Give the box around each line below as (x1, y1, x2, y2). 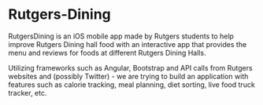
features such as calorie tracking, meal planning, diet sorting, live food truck (8, 80, 256, 89)
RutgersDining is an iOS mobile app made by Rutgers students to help (8, 31, 235, 41)
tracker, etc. (8, 88, 47, 97)
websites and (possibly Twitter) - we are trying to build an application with (8, 71, 249, 81)
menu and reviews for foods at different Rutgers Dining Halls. (8, 48, 206, 57)
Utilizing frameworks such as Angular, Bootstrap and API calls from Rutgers (8, 63, 254, 72)
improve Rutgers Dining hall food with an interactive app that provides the (8, 39, 247, 49)
